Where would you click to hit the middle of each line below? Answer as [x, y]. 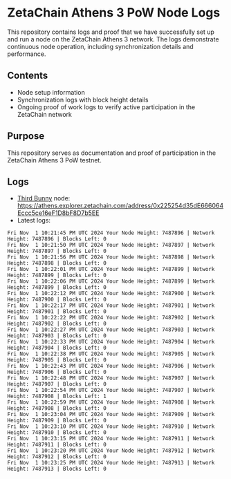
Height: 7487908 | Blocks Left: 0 [57, 408]
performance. [27, 54]
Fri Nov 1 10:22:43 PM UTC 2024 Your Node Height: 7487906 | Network [111, 366]
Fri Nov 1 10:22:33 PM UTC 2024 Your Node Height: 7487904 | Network [111, 342]
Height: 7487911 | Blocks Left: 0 [57, 445]
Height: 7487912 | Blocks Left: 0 [57, 457]
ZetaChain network [45, 114]
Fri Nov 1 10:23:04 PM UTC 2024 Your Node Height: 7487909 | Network [111, 415]
